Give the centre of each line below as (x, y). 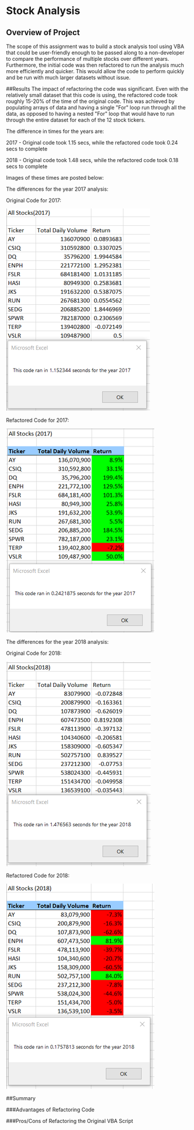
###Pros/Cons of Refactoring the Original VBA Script (70, 1121)
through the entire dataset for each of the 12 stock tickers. (76, 120)
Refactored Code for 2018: (38, 875)
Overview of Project (43, 32)
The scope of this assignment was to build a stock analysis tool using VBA (95, 46)
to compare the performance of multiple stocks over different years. (88, 59)
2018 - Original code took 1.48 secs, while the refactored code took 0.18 (92, 160)
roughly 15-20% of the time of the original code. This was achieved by (90, 101)
